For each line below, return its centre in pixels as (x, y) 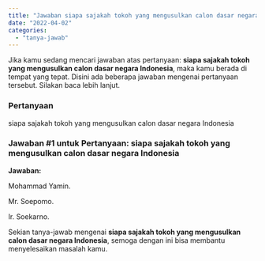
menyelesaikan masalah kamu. (58, 248)
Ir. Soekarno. (29, 216)
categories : (28, 30)
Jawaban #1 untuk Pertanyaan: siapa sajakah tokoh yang (119, 143)
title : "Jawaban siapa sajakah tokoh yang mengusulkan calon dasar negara (134, 15)
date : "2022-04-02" (40, 23)
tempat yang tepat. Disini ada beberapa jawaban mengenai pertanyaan (123, 77)
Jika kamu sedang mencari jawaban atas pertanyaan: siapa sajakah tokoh (129, 60)
